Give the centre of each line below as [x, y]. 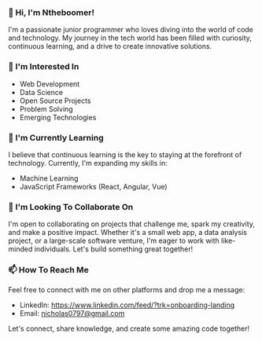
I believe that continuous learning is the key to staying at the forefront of [125, 154]
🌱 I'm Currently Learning [56, 137]
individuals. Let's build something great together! [114, 249]
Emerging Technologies [58, 117]
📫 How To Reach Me [48, 270]
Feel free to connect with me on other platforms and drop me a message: [127, 290]
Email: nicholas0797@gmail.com [72, 313]
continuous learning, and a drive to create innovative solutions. [110, 46]
